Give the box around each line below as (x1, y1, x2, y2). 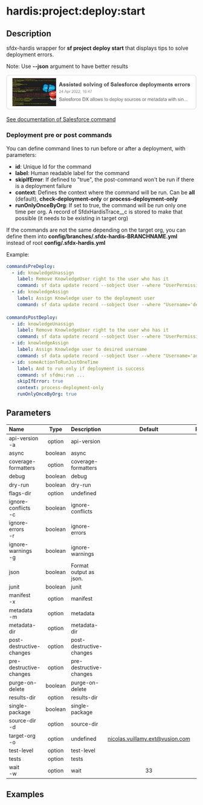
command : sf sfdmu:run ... (17, 372, 85, 378)
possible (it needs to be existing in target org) (14, 214, 129, 222)
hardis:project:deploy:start (6, 4, 146, 18)
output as (71, 568, 95, 575)
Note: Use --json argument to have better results (6, 62, 129, 70)
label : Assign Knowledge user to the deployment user (17, 295, 155, 301)
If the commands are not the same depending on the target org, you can (6, 226, 186, 233)
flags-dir (8, 489, 31, 496)
